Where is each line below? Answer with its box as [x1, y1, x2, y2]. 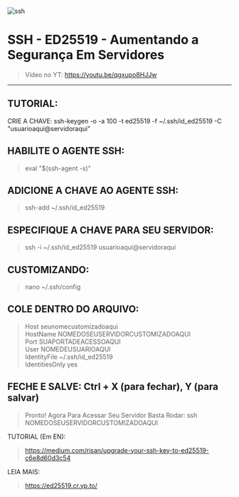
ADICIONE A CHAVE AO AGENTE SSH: [7, 184, 179, 196]
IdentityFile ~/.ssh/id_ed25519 [24, 352, 113, 361]
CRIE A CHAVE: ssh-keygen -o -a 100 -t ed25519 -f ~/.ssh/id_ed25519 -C [7, 116, 222, 125]
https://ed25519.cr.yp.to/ [24, 481, 98, 490]
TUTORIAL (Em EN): [7, 432, 66, 441]
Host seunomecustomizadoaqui [24, 322, 119, 331]
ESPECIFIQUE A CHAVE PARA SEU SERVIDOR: [7, 224, 214, 236]
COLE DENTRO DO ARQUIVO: [7, 303, 139, 315]
